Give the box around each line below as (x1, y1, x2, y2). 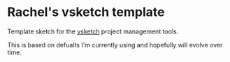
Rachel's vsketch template (7, 4, 165, 20)
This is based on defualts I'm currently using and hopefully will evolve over (7, 40, 223, 49)
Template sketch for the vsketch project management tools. (7, 27, 179, 36)
